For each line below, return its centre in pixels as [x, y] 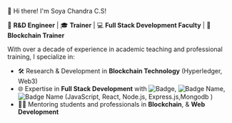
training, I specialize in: [41, 57]
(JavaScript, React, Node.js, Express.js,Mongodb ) [139, 97]
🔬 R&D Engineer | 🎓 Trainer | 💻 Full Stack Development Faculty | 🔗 [109, 25]
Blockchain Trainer [36, 35]
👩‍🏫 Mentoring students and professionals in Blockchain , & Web [111, 104]
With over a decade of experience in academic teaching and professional [115, 49]
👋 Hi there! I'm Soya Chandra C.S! [57, 11]
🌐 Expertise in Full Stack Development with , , [121, 89]
